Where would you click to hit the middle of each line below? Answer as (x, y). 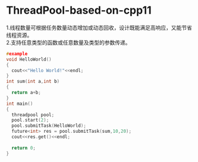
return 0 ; (23, 148)
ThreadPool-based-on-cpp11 (79, 10)
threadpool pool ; (33, 115)
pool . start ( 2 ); (30, 120)
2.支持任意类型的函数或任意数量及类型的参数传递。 (68, 42)
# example (17, 54)
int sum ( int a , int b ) (33, 82)
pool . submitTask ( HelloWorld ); (49, 126)
